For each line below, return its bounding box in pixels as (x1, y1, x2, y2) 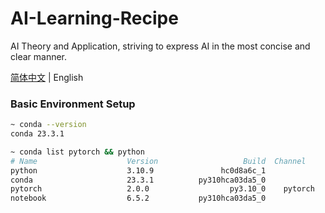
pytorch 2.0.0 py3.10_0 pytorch (10, 184, 315, 194)
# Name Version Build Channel (10, 156, 307, 166)
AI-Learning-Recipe (10, 7, 179, 30)
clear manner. (10, 50, 68, 62)
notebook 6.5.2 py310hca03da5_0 (10, 193, 267, 204)
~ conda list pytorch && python (10, 147, 145, 157)
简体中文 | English (10, 71, 84, 83)
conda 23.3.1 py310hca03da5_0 (10, 175, 267, 185)
